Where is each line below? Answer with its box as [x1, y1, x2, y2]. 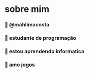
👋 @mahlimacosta [4, 21, 50, 28]
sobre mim [4, 3, 50, 15]
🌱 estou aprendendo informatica [4, 48, 85, 55]
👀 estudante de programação [4, 35, 77, 42]
